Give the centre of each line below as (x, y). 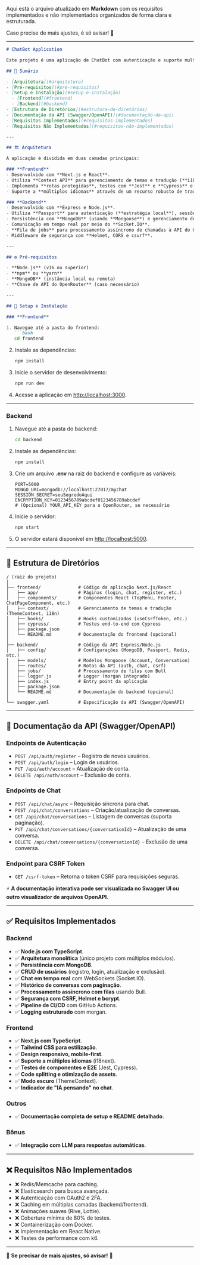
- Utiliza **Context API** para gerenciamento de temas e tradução (92, 180)
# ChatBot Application (34, 50)
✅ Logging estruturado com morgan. (61, 1012)
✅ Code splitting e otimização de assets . (66, 1074)
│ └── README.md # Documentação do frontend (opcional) (92, 634)
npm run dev (29, 383)
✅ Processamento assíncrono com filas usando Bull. (80, 992)
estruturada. (21, 21)
